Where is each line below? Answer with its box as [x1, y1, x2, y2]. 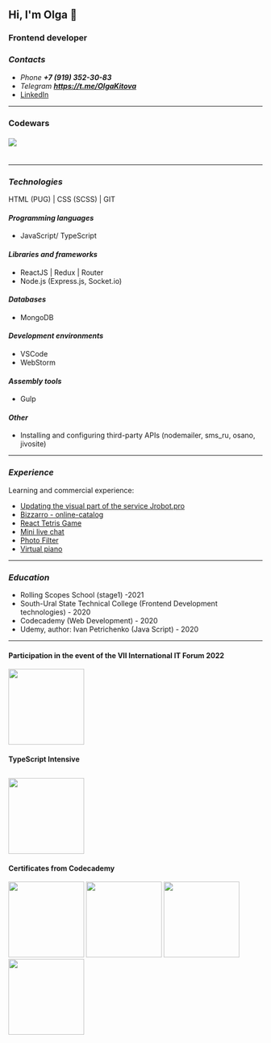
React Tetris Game [19, 518, 82, 528]
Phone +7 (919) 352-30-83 [19, 72, 112, 82]
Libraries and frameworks [8, 250, 98, 259]
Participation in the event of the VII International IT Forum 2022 [8, 650, 224, 660]
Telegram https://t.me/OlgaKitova [19, 81, 137, 91]
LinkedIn [19, 90, 49, 99]
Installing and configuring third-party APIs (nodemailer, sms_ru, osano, [19, 430, 256, 441]
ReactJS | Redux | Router [19, 268, 104, 277]
